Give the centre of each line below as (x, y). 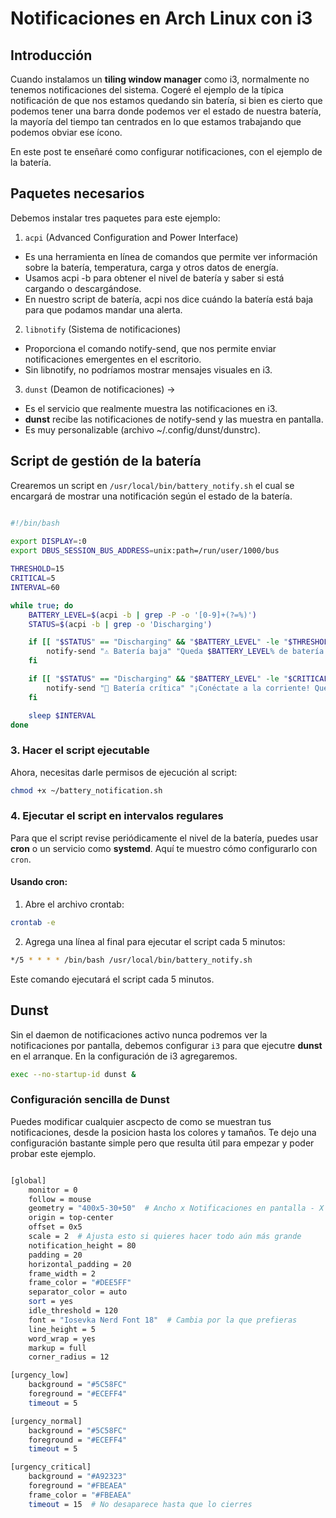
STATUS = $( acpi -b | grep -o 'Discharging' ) (120, 624)
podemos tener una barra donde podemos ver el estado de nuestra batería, (166, 111)
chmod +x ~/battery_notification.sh (86, 790)
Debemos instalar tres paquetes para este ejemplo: (115, 218)
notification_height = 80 (82, 1245)
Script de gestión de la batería (106, 461)
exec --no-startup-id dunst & (73, 1074)
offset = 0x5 (55, 1227)
